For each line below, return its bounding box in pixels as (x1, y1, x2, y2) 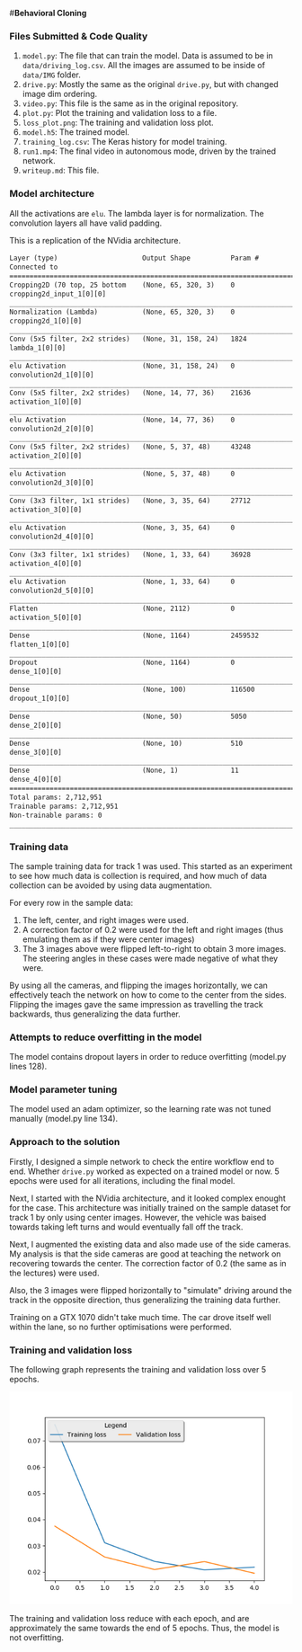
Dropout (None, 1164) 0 (9, 658, 235, 667)
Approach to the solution (9, 1136, 120, 1149)
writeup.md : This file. (22, 165, 100, 176)
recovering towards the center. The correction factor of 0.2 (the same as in (9, 1257, 287, 1268)
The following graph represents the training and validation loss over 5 (9, 1364, 267, 1375)
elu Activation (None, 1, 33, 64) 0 (9, 577, 235, 586)
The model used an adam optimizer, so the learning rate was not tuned (9, 1104, 271, 1115)
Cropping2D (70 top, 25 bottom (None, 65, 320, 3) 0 (9, 280, 235, 289)
